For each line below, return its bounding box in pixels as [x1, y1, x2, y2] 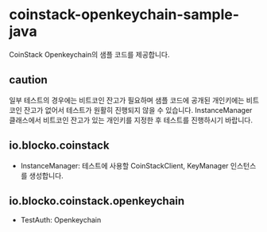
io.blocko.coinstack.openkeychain [9, 194, 185, 207]
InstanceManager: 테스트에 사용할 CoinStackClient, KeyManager [20, 160, 229, 170]
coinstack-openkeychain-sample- [9, 6, 240, 24]
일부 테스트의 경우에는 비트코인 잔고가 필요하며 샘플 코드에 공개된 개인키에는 [9, 95, 245, 105]
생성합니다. [29, 171, 64, 180]
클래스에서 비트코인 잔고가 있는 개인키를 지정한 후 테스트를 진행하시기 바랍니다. [9, 115, 253, 125]
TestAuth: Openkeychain [20, 215, 102, 225]
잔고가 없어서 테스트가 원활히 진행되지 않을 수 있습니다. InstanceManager [23, 105, 253, 114]
